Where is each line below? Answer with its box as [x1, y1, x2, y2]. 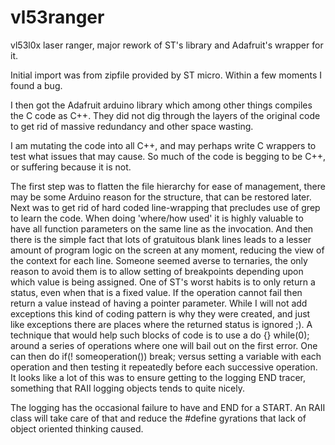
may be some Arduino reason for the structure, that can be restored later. [10, 191, 312, 203]
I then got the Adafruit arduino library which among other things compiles [10, 99, 313, 111]
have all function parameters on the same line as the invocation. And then [10, 222, 314, 235]
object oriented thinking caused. [10, 422, 144, 435]
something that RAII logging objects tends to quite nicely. [10, 382, 245, 394]
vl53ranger [10, 6, 105, 29]
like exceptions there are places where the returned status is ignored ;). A [10, 318, 313, 330]
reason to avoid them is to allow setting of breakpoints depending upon [10, 265, 304, 277]
